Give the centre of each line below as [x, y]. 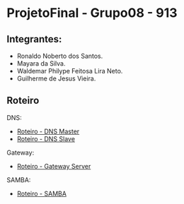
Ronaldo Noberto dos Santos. [60, 56]
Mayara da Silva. [41, 64]
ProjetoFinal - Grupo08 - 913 [92, 13]
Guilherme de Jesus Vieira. [56, 78]
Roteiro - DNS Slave [46, 138]
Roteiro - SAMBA [41, 193]
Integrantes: [34, 39]
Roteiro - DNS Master [48, 131]
